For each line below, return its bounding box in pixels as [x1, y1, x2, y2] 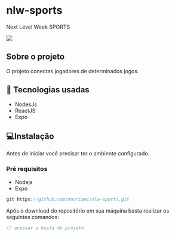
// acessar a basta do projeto [6, 224, 84, 231]
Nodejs [14, 178, 33, 185]
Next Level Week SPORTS [6, 23, 70, 30]
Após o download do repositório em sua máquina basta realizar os [6, 207, 170, 214]
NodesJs [14, 101, 38, 108]
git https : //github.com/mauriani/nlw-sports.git [6, 196, 130, 202]
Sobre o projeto [6, 52, 65, 62]
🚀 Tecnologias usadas [6, 85, 90, 95]
